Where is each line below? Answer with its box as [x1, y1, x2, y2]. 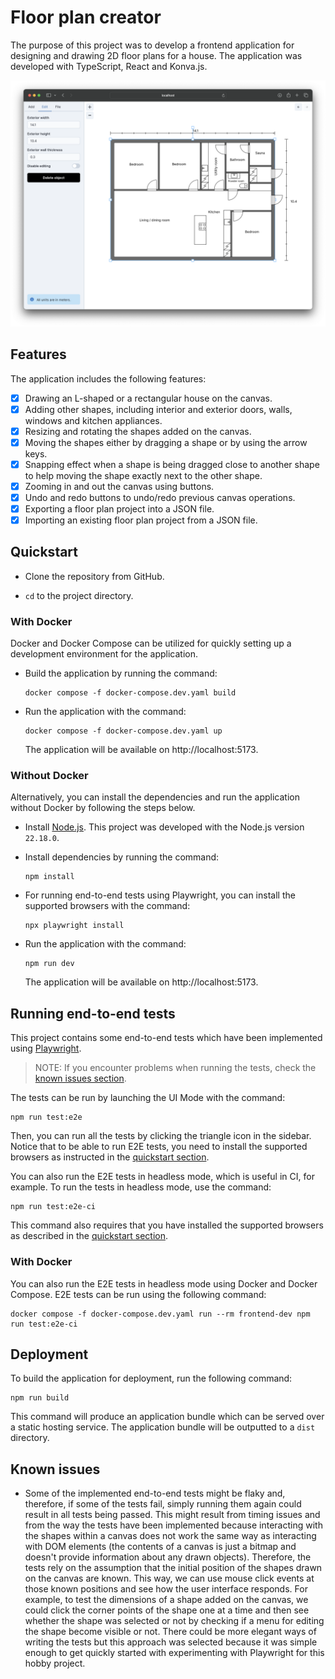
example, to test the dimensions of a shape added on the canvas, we [24, 1594, 309, 1606]
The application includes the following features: [10, 372, 207, 385]
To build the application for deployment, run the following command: [10, 1372, 293, 1385]
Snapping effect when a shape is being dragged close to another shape [24, 458, 320, 470]
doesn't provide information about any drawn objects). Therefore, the [24, 1551, 312, 1563]
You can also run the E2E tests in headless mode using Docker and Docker [10, 1277, 318, 1290]
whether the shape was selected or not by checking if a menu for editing [24, 1615, 325, 1627]
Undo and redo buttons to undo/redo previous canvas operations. [24, 491, 296, 503]
